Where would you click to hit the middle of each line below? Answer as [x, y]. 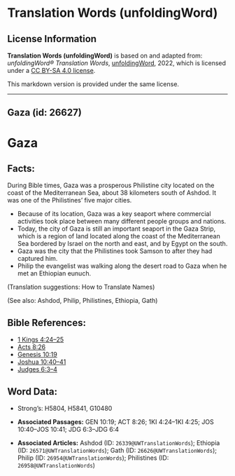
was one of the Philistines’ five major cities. [70, 200]
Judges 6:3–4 [37, 369]
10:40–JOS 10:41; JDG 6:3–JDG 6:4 [68, 430]
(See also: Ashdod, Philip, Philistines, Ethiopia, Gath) [83, 301]
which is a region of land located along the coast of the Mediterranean [119, 236]
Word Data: [33, 392]
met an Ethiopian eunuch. [54, 273]
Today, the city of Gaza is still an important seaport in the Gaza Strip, [116, 229]
